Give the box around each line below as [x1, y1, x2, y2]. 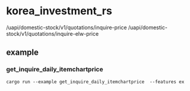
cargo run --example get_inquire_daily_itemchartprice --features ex [6, 79, 185, 84]
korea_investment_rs [6, 4, 113, 18]
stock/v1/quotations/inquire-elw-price [6, 30, 99, 37]
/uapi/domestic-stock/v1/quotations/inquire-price [6, 24, 127, 31]
